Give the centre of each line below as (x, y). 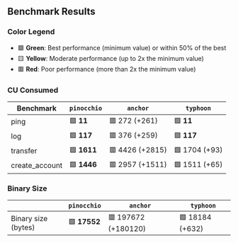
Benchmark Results (51, 12)
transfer (24, 151)
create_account (37, 166)
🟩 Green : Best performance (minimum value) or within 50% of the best (122, 47)
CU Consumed (33, 90)
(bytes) (23, 227)
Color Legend (31, 32)
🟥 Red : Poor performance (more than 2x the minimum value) (107, 69)
